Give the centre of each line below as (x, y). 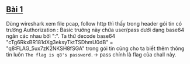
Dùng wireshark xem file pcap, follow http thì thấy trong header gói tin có (94, 23)
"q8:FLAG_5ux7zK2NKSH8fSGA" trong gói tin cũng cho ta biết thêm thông (95, 48)
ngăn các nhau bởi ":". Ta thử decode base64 (61, 36)
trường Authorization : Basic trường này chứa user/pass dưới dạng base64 (95, 30)
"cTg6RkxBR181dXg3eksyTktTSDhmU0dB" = (60, 42)
